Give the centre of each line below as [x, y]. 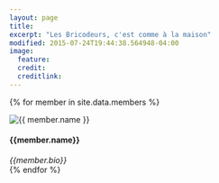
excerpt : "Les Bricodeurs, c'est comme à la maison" [110, 34]
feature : [34, 59]
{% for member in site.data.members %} [85, 102]
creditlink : [40, 77]
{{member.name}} [45, 140]
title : [22, 26]
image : [22, 51]
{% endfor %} [35, 169]
